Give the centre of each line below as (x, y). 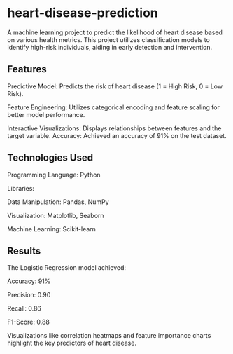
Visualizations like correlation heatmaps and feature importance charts (109, 336)
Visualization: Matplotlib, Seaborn (56, 215)
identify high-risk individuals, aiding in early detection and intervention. (110, 47)
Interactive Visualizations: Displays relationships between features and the (114, 128)
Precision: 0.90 (29, 295)
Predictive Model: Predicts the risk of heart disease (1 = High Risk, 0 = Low (115, 86)
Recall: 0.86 (24, 308)
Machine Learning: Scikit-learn (52, 229)
